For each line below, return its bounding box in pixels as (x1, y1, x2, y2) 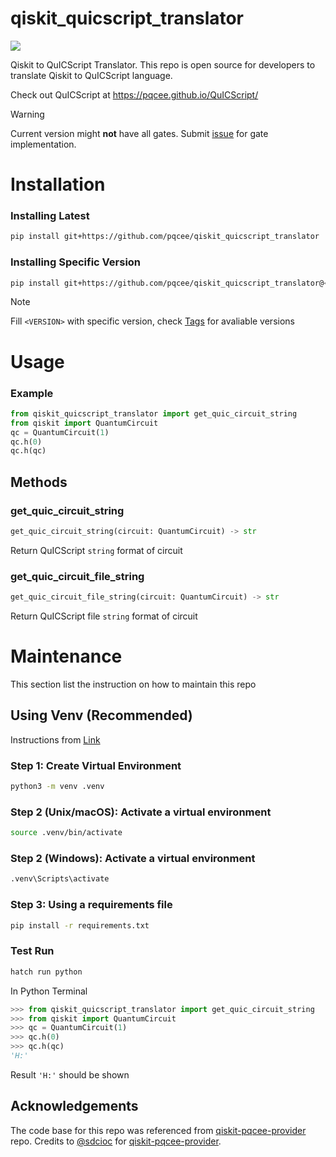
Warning (10, 108, 45, 120)
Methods (10, 473, 68, 491)
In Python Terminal (10, 985, 88, 997)
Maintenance (10, 645, 123, 668)
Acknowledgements (10, 1098, 139, 1115)
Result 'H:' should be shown (10, 1068, 130, 1081)
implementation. (10, 138, 77, 150)
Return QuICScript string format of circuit (10, 544, 183, 556)
